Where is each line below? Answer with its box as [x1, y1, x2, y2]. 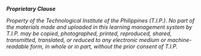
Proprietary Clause [6, 5, 56, 12]
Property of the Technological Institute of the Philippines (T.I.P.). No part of [6, 17, 195, 24]
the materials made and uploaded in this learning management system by [6, 24, 192, 30]
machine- [167, 37, 192, 43]
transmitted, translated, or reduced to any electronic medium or [6, 37, 166, 43]
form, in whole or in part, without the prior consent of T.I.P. [30, 43, 178, 50]
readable [6, 43, 29, 50]
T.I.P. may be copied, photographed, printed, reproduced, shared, [6, 30, 172, 37]
